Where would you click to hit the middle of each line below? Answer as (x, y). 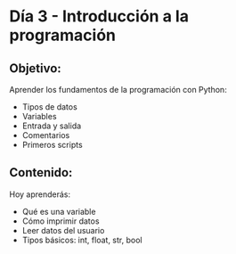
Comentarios (46, 135)
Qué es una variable (59, 211)
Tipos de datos (49, 107)
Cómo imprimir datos (61, 221)
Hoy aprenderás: (40, 194)
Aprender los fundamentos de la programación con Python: (118, 90)
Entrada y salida (52, 126)
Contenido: (41, 172)
